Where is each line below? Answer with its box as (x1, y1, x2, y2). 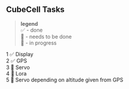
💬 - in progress (20, 39, 57, 46)
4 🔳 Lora (6, 70, 27, 77)
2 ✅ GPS (6, 57, 28, 64)
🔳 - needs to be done (20, 33, 72, 40)
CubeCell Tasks (6, 5, 65, 15)
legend (20, 20, 38, 27)
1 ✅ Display (6, 50, 33, 57)
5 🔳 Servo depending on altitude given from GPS (6, 76, 124, 83)
